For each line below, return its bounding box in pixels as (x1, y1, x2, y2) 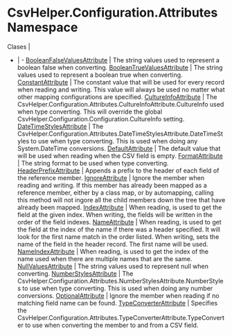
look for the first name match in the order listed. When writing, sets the (17, 232, 220, 240)
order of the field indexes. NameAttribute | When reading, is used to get (17, 218, 222, 226)
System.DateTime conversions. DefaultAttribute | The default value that (17, 144, 221, 152)
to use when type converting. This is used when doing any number (22, 284, 213, 292)
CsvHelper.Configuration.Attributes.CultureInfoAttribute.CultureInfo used (17, 100, 224, 108)
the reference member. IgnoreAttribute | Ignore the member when (17, 173, 205, 182)
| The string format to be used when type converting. (17, 159, 169, 167)
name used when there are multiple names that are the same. (17, 254, 193, 263)
